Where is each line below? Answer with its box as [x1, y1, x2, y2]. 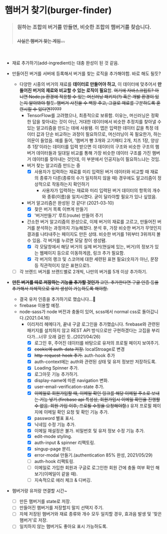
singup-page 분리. [34, 445, 72, 451]
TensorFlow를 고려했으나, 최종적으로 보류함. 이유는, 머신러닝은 [26, 112, 150, 118]
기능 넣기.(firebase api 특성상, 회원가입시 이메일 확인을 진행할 [39, 396, 160, 402]
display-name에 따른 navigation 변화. [34, 377, 109, 383]
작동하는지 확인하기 [51, 181, 89, 187]
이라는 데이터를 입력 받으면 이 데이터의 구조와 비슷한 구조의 [39, 143, 154, 149]
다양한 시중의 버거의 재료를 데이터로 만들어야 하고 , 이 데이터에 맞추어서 [19, 81, 157, 87]
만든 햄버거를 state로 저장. [19, 498, 71, 504]
